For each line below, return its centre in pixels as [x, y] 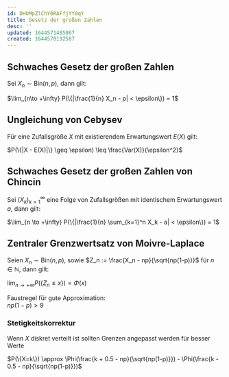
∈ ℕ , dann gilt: [28, 269]
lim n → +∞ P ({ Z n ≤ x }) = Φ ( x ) [47, 284]
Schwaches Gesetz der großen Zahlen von [100, 171]
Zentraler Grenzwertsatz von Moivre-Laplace [106, 243]
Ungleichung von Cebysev [65, 120]
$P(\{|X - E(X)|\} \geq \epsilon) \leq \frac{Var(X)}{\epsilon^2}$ [95, 150]
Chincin [24, 182]
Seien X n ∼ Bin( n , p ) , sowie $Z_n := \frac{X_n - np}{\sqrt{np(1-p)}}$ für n [111, 261]
